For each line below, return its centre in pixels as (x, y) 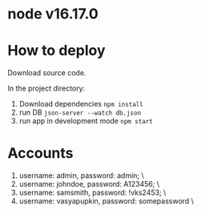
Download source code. (47, 73)
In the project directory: (46, 88)
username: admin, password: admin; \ (82, 176)
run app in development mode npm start (86, 121)
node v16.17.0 (53, 14)
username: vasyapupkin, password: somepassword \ (106, 201)
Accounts (40, 153)
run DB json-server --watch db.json (80, 112)
